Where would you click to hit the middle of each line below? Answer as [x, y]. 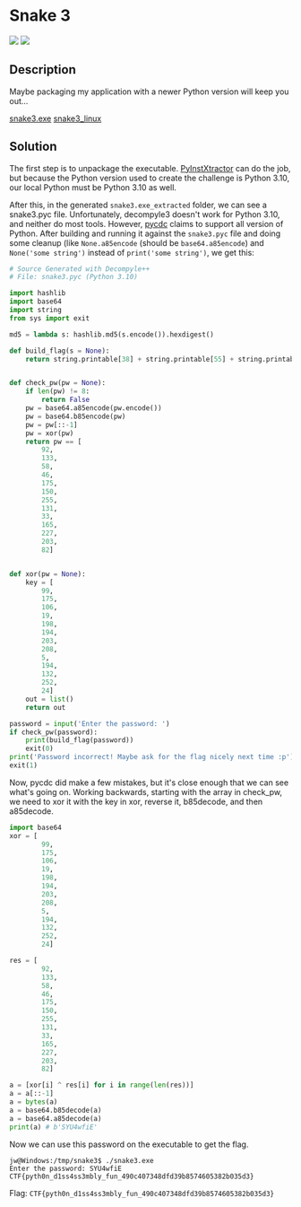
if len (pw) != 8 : [58, 391]
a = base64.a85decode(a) [56, 1118]
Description [43, 70]
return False [66, 400]
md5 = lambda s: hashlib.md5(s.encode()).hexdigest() [112, 334]
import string [36, 310]
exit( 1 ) [24, 765]
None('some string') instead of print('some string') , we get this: [132, 252]
